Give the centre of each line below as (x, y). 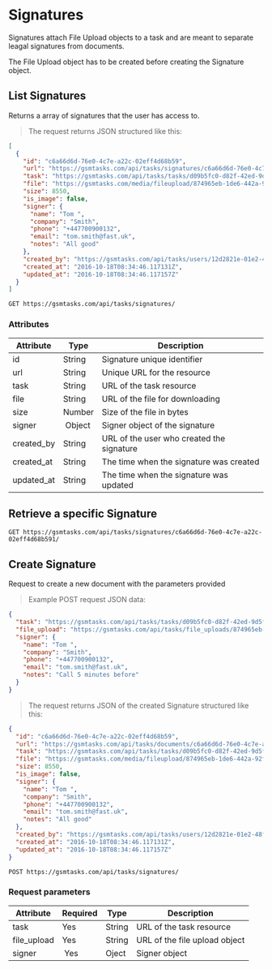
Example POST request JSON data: (87, 600)
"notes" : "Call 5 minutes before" (81, 675)
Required (80, 913)
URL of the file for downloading (161, 398)
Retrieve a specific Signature (83, 513)
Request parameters (49, 892)
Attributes (29, 325)
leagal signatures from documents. (66, 45)
